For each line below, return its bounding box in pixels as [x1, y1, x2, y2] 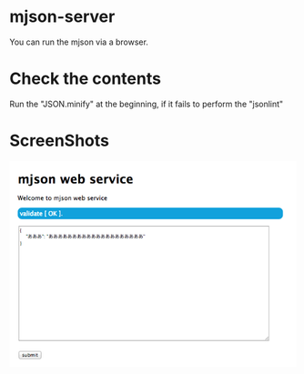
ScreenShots [9, 130, 109, 151]
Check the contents [9, 68, 162, 89]
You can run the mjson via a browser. [9, 36, 148, 47]
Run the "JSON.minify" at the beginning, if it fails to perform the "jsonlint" [9, 98, 284, 109]
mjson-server [9, 6, 116, 27]
